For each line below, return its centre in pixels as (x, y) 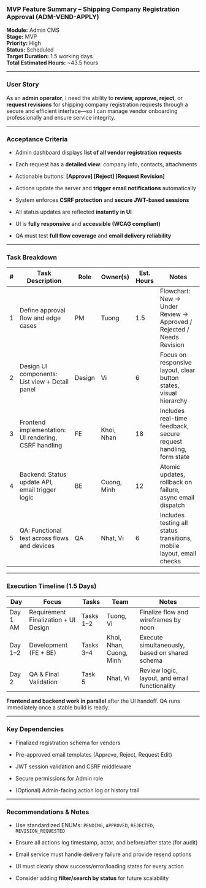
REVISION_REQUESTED (40, 831)
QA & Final (44, 674)
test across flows (44, 538)
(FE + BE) (43, 653)
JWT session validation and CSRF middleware (73, 766)
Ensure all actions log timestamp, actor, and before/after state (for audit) (106, 843)
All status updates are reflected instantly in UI (73, 212)
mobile (170, 546)
